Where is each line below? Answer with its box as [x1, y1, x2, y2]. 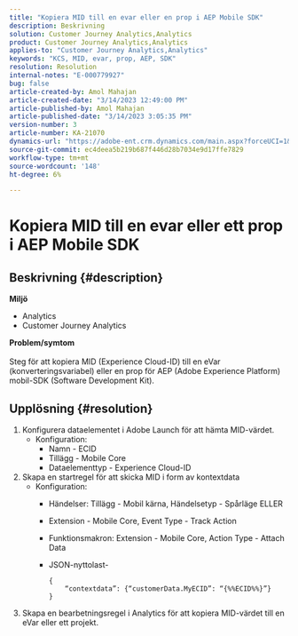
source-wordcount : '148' [9, 162, 101, 171]
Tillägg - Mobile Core [48, 453, 127, 464]
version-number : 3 [9, 121, 77, 130]
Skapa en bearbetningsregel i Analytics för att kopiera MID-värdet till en [21, 608, 286, 618]
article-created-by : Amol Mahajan [9, 87, 137, 96]
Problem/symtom [9, 338, 75, 348]
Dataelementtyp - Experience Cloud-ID [48, 463, 192, 473]
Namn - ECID [48, 443, 98, 454]
